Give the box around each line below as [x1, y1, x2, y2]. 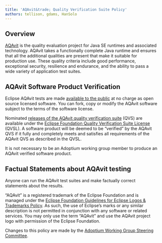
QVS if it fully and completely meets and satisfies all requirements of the [5, 131, 150, 137]
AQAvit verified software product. [5, 150, 72, 156]
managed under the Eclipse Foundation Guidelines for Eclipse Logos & [5, 197, 146, 203]
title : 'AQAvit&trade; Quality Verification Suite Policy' [5, 7, 127, 12]
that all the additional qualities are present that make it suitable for [5, 53, 137, 59]
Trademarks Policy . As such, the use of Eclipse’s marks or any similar [5, 203, 144, 208]
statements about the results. [5, 183, 64, 188]
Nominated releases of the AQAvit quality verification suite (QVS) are [5, 115, 143, 121]
